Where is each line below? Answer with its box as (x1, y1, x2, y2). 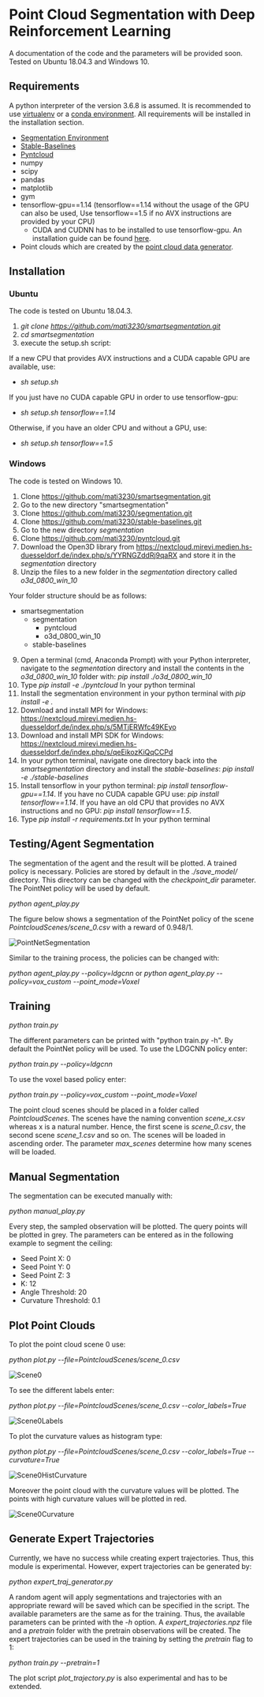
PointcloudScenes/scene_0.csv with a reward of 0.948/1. (9, 922, 194, 932)
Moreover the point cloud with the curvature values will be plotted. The (9, 1485, 240, 1495)
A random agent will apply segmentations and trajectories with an (9, 1592, 222, 1601)
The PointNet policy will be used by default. (9, 883, 151, 893)
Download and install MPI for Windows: (20, 705, 148, 715)
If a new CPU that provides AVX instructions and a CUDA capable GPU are (9, 354, 251, 363)
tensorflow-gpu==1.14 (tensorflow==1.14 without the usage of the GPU (20, 200, 250, 209)
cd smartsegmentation (20, 330, 95, 340)
